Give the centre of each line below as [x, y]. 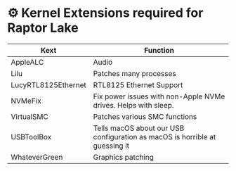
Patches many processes [135, 73]
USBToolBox [31, 137]
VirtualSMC [30, 116]
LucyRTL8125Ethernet [48, 84]
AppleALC [27, 62]
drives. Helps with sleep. [133, 105]
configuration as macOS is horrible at [155, 137]
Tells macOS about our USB [139, 128]
